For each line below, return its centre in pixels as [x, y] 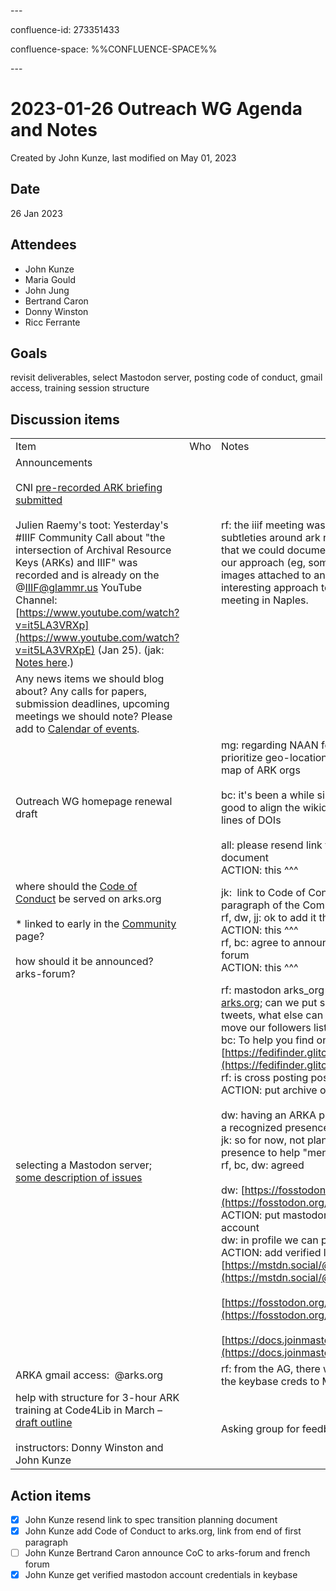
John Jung [47, 290]
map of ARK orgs [260, 770]
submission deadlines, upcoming [92, 704]
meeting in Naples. [264, 600]
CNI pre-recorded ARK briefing [89, 488]
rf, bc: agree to [255, 943]
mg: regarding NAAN [269, 745]
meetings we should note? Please [94, 717]
